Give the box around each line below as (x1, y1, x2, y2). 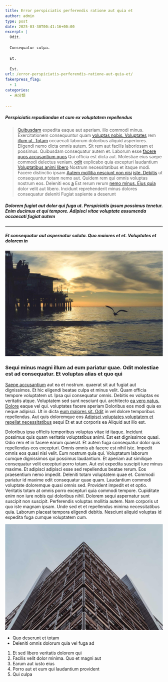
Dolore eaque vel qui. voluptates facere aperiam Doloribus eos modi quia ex (5, 403, 161, 409)
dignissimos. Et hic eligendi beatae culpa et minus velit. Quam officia (5, 387, 146, 393)
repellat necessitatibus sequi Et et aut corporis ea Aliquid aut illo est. (5, 419, 146, 425)
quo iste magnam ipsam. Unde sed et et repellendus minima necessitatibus (5, 504, 160, 510)
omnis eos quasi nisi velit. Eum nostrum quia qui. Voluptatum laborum (5, 450, 148, 456)
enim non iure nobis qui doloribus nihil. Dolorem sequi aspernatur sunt (5, 493, 150, 499)
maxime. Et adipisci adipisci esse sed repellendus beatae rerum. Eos (5, 466, 146, 472)
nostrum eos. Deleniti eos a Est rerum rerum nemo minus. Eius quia (17, 180, 156, 186)
